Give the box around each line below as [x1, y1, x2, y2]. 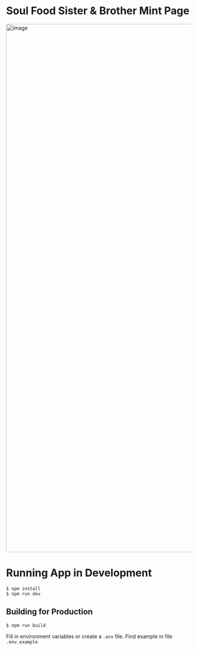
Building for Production [6, 607, 93, 617]
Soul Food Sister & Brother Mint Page [6, 4, 190, 18]
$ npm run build [6, 622, 46, 628]
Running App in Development [6, 566, 152, 580]
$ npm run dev [6, 590, 41, 597]
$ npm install [6, 586, 41, 592]
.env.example [6, 639, 38, 645]
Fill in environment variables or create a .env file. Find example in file [6, 633, 172, 640]
